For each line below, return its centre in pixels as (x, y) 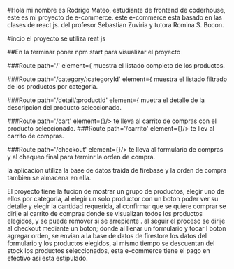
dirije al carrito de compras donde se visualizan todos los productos (105, 213)
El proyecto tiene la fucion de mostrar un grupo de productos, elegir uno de (116, 191)
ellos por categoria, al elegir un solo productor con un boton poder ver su (113, 199)
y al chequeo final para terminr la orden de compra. (81, 157)
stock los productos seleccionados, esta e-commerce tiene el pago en (109, 250)
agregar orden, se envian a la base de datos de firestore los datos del (107, 236)
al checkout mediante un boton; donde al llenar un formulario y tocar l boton (117, 228)
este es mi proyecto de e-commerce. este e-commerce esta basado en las (115, 17)
